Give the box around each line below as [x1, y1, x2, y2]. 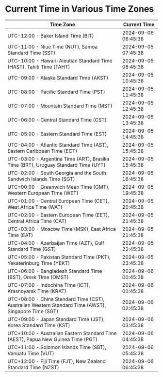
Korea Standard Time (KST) [7, 322, 70, 329]
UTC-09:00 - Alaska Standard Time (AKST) [7, 74, 109, 81]
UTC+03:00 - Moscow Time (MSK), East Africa [7, 225, 116, 232]
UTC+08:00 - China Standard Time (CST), [7, 296, 105, 302]
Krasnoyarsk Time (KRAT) [7, 288, 66, 295]
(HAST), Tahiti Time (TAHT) [7, 63, 70, 70]
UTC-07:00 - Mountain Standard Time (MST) [7, 102, 113, 109]
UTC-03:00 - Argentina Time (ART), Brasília [7, 155, 109, 162]
